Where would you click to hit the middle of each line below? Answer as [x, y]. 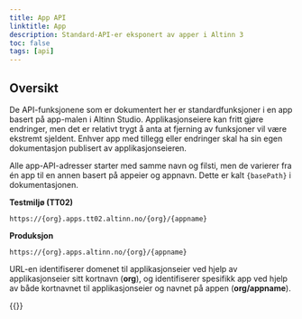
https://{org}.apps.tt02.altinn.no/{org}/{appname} [108, 219]
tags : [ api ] [32, 52]
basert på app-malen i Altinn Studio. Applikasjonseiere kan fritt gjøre [137, 119]
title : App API [38, 18]
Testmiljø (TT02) [41, 202]
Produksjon [32, 235]
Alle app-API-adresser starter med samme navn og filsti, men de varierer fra [151, 165]
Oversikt [34, 88]
